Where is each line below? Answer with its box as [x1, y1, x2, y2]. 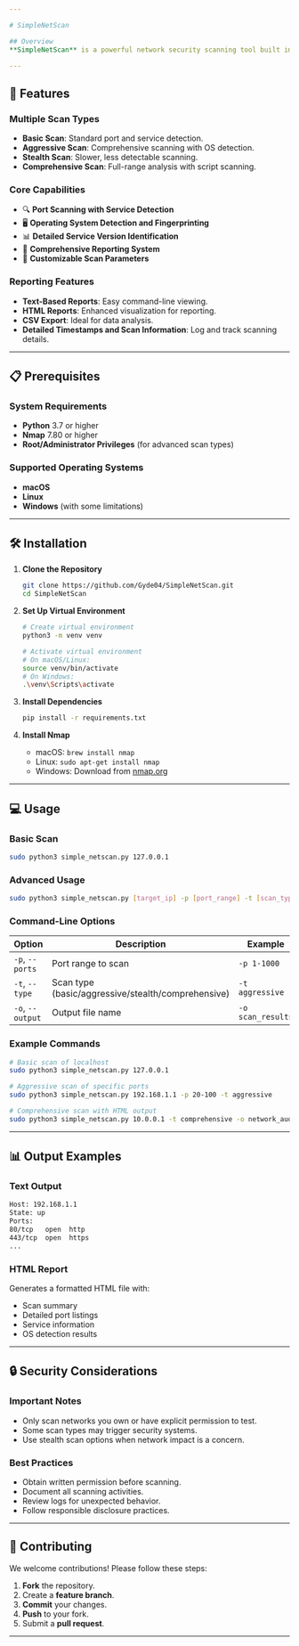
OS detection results [21, 1329, 98, 1340]
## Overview [9, 37, 53, 45]
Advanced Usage [9, 874, 85, 886]
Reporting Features [9, 275, 95, 288]
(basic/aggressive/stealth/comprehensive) [52, 988, 230, 1000]
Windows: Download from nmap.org [35, 766, 168, 777]
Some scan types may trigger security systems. [21, 1424, 198, 1435]
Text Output [9, 1180, 62, 1193]
